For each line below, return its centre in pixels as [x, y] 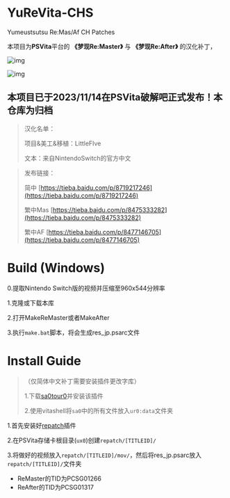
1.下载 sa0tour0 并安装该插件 [64, 396]
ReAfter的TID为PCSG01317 [55, 487]
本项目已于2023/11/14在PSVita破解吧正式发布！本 [115, 98]
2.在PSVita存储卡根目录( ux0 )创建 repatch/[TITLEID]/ [82, 440]
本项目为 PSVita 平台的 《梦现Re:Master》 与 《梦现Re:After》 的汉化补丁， [112, 46]
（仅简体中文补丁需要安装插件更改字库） [82, 381]
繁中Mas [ [39, 209]
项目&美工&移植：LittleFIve [63, 143]
